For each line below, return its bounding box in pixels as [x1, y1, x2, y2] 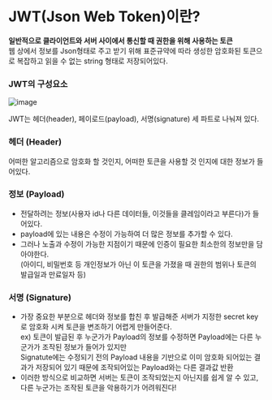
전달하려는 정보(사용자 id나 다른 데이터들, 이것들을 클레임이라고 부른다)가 [19, 209, 251, 218]
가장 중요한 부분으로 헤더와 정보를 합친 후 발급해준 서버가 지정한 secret [19, 312, 245, 321]
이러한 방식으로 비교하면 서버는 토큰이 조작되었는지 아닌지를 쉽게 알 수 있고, [19, 372, 259, 382]
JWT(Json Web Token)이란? [8, 7, 201, 26]
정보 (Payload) [8, 188, 65, 200]
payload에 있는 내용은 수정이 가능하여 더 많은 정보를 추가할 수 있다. [19, 229, 233, 239]
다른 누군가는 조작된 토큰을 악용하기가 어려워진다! [19, 383, 177, 393]
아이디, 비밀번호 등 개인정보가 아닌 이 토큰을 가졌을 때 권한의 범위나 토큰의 [23, 259, 257, 269]
